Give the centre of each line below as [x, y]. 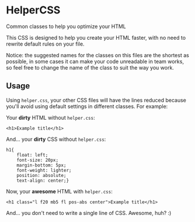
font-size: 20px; [38, 160]
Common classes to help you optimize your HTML [66, 26]
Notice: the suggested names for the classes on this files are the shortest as [98, 55]
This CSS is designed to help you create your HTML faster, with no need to [96, 37]
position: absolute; [41, 175]
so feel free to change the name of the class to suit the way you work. [90, 67]
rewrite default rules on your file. [45, 44]
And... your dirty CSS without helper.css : [56, 139]
